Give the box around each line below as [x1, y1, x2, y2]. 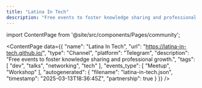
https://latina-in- [145, 43, 187, 50]
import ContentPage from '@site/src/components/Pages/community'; [6, 31, 181, 38]
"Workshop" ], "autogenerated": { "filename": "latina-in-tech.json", [6, 68, 173, 75]
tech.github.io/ [6, 49, 43, 56]
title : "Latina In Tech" [6, 8, 69, 15]
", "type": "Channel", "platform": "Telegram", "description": [42, 49, 189, 56]
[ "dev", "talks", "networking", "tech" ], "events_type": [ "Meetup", [6, 61, 171, 69]
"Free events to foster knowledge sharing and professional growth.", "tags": [6, 55, 195, 63]
